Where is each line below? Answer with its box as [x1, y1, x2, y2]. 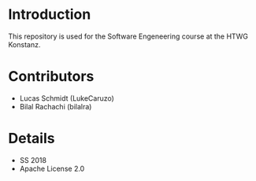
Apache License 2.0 [19, 164, 85, 173]
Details [8, 130, 55, 147]
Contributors [8, 68, 95, 86]
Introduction [8, 6, 91, 24]
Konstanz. [8, 39, 41, 49]
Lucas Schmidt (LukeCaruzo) [19, 93, 114, 103]
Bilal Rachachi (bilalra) [19, 102, 92, 111]
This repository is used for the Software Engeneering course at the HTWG [8, 31, 248, 41]
